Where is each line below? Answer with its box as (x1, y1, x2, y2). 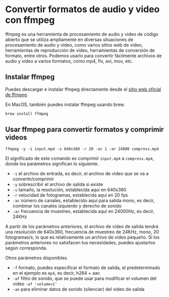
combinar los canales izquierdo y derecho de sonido (12, 203, 122, 209)
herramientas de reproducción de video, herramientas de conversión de (5, 47, 155, 53)
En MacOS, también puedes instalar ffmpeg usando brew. (5, 101, 125, 107)
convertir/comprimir (12, 176, 54, 182)
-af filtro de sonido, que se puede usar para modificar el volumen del (12, 275, 157, 282)
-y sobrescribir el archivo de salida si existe (12, 181, 103, 188)
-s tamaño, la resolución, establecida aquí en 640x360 (12, 187, 127, 193)
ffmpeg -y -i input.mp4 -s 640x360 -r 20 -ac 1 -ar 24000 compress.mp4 (5, 146, 159, 152)
